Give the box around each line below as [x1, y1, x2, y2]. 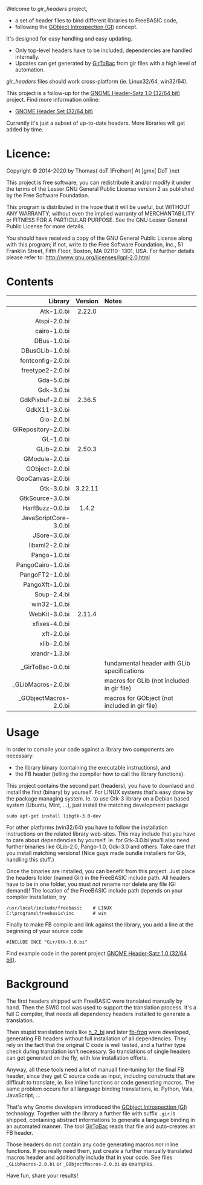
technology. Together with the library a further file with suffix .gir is [6, 1109, 176, 1117]
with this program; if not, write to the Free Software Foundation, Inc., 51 [6, 240, 183, 248]
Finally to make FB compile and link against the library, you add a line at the [6, 920, 194, 928]
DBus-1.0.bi [34, 336, 70, 345]
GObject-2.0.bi [26, 464, 70, 473]
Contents [6, 275, 54, 289]
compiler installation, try [6, 893, 66, 900]
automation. [14, 66, 45, 73]
